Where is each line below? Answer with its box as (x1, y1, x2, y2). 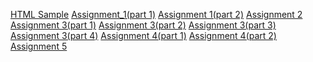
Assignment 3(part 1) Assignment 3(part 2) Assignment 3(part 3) (10, 19, 277, 31)
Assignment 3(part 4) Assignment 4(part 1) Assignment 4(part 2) (10, 30, 277, 41)
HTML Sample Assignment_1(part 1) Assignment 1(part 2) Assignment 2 (10, 9, 303, 20)
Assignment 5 (10, 40, 68, 52)
